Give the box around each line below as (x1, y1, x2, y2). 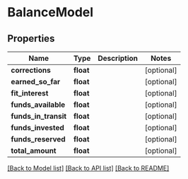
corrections (11, 65, 51, 75)
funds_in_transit (11, 111, 67, 121)
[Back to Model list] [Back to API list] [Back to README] (7, 164, 170, 172)
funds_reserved (11, 134, 66, 144)
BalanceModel (7, 4, 94, 21)
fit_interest (11, 88, 49, 98)
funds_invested (11, 123, 65, 132)
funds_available (11, 100, 66, 110)
